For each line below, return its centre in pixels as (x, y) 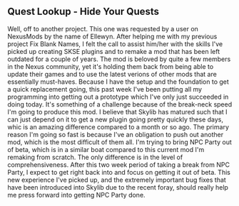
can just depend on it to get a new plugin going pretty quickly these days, (115, 119)
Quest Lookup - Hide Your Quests (83, 12)
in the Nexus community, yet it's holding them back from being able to (111, 66)
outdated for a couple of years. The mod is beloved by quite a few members (119, 59)
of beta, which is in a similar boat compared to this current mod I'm (106, 149)
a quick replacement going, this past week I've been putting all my (105, 89)
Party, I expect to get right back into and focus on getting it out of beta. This (119, 172)
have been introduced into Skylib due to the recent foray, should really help (118, 187)
